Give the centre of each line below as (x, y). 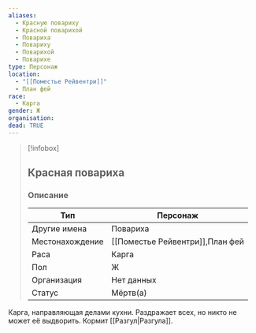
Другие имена (59, 229)
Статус (45, 293)
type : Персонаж (33, 67)
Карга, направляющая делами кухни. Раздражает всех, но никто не (123, 312)
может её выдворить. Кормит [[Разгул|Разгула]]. (91, 321)
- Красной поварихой (49, 30)
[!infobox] (43, 148)
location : (24, 74)
